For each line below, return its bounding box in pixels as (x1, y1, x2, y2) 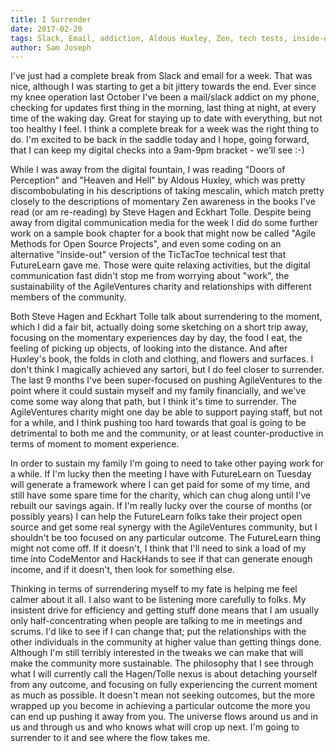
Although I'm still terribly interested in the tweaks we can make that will (10, 647, 304, 659)
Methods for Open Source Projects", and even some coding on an (10, 238, 282, 250)
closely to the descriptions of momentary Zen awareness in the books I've (10, 196, 316, 208)
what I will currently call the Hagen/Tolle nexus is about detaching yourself (10, 668, 318, 680)
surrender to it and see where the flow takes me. (10, 732, 211, 744)
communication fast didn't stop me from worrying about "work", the (10, 270, 290, 282)
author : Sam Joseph (10, 42, 92, 53)
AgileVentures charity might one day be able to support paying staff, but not (10, 406, 323, 418)
